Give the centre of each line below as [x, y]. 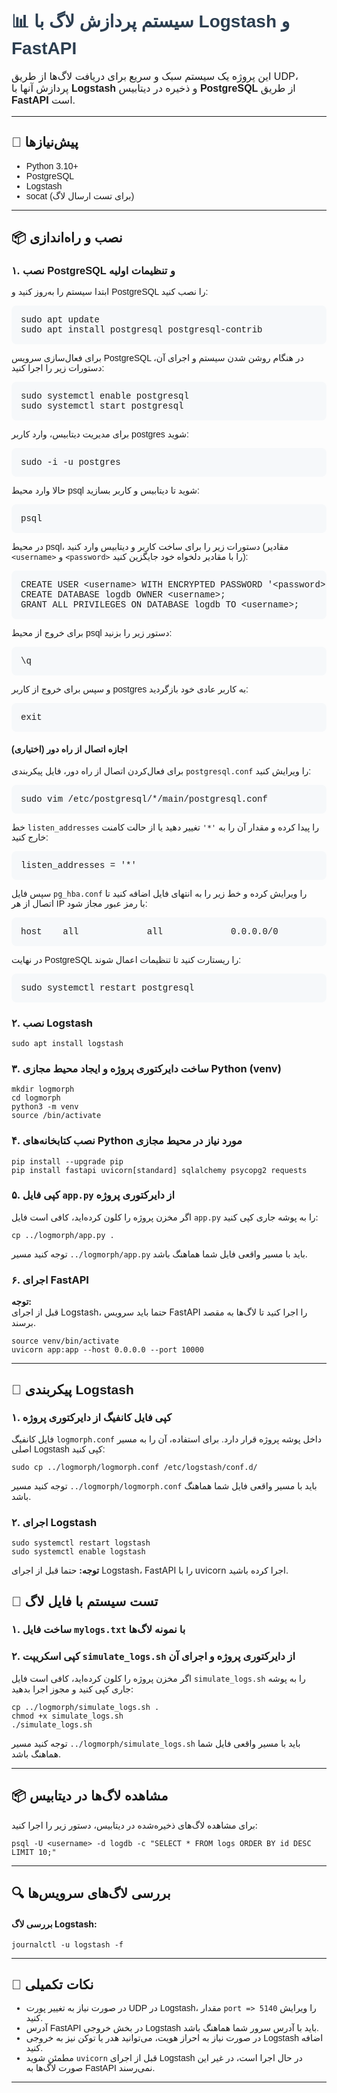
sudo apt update [60, 320]
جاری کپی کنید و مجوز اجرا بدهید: [72, 1689]
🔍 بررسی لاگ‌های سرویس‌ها [91, 1893]
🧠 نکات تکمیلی [52, 1984]
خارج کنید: [30, 837]
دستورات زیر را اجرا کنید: [58, 368]
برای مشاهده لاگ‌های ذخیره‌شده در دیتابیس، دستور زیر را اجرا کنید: [134, 1825]
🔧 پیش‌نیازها [45, 142]
